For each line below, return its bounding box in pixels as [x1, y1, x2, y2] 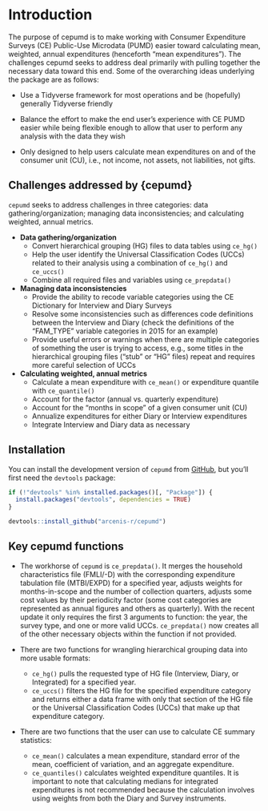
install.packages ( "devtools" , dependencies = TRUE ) [15, 495, 192, 504]
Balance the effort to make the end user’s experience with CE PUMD [19, 114, 246, 123]
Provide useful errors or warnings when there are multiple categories [31, 334, 260, 344]
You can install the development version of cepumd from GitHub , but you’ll [8, 464, 249, 474]
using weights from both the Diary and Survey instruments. [31, 793, 226, 803]
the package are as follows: [8, 75, 99, 84]
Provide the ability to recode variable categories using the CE [31, 292, 234, 301]
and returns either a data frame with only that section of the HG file [31, 694, 254, 704]
